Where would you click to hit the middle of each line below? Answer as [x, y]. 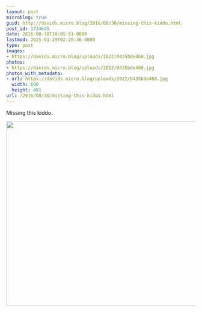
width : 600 [25, 85]
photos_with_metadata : [35, 73]
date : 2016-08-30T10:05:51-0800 [47, 34]
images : [16, 51]
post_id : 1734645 [28, 29]
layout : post [23, 12]
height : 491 [27, 90]
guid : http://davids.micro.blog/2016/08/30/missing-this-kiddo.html [94, 23]
